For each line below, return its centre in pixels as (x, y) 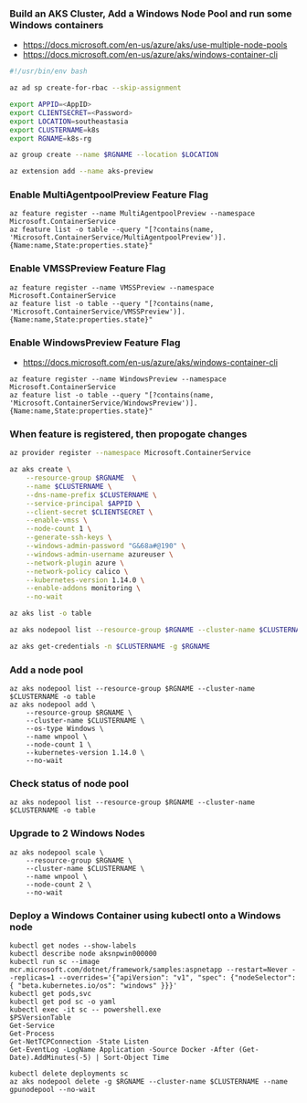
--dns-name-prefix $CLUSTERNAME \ (91, 495)
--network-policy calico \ (77, 571)
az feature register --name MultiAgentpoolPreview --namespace (132, 214)
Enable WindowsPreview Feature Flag (95, 343)
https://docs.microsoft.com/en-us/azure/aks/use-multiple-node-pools (155, 45)
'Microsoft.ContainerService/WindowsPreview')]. (104, 403)
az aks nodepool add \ (53, 705)
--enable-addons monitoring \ (84, 589)
